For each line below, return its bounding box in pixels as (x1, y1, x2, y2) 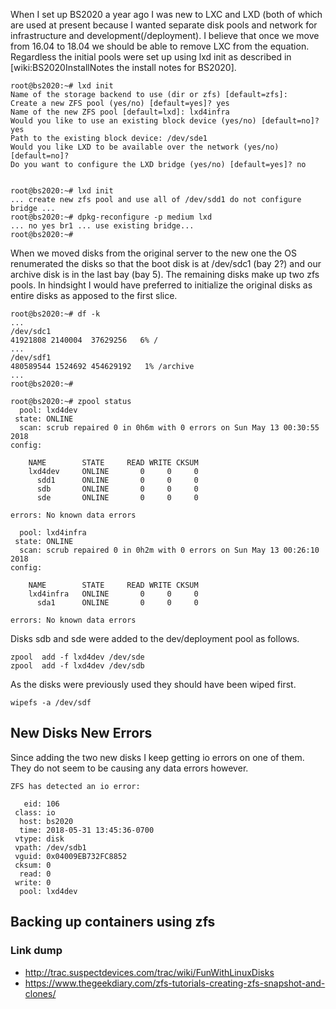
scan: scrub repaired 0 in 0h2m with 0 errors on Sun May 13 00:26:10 (19, 545, 320, 555)
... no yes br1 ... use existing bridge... (10, 221, 195, 231)
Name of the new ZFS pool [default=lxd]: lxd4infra (10, 107, 230, 117)
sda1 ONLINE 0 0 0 (36, 598, 199, 608)
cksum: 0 (14, 860, 52, 870)
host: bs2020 (19, 816, 74, 826)
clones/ (24, 987, 57, 999)
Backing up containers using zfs (10, 914, 216, 931)
